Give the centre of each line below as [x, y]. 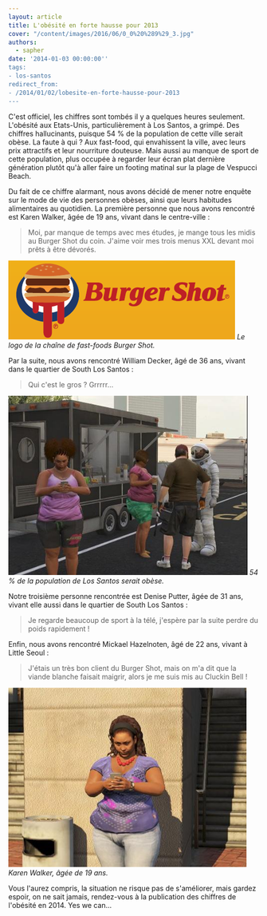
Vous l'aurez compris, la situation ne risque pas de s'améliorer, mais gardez [132, 888]
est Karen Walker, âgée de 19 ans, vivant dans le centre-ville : [109, 216]
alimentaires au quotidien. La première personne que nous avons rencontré [132, 208]
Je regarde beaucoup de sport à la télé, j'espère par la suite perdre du [143, 620]
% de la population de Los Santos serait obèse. [86, 581]
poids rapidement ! [59, 629]
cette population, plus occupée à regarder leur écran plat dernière [117, 159]
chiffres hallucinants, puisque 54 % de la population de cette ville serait [126, 133]
